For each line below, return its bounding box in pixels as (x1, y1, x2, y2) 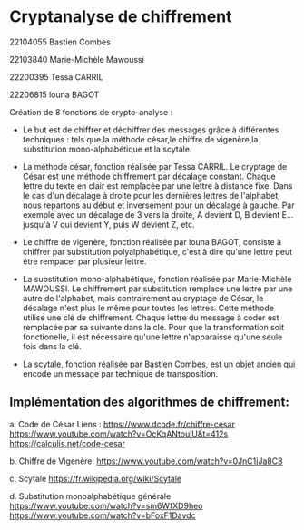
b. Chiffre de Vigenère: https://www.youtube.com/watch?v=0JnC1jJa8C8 (9, 456, 283, 466)
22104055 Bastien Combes (9, 36, 111, 47)
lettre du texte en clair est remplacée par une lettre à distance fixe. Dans (22, 180, 293, 191)
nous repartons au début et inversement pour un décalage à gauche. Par (22, 200, 295, 211)
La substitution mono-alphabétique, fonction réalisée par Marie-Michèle (22, 273, 292, 284)
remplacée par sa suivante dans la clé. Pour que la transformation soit (22, 321, 284, 332)
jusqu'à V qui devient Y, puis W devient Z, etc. (22, 219, 195, 230)
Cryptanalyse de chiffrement (9, 6, 233, 27)
